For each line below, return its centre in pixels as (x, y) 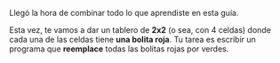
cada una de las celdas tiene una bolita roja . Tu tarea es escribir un (132, 39)
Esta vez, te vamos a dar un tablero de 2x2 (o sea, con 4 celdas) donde (140, 30)
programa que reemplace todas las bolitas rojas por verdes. (119, 49)
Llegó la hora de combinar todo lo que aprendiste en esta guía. (124, 13)
